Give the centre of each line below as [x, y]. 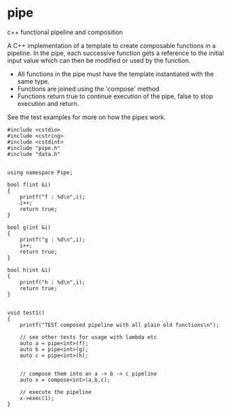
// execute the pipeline [56, 392]
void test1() [26, 313]
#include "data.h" [34, 154]
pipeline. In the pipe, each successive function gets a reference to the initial [115, 53]
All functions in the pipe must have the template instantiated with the [115, 74]
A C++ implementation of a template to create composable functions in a [112, 45]
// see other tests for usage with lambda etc [88, 337]
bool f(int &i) [29, 185]
